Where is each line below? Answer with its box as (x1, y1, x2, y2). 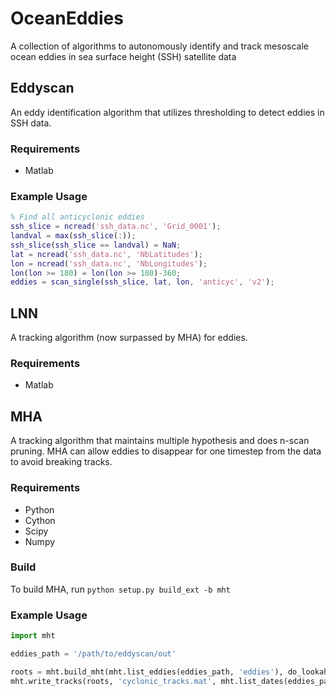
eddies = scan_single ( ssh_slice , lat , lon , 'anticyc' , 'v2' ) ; (10, 277, 275, 287)
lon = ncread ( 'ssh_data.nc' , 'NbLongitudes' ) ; (10, 258, 208, 269)
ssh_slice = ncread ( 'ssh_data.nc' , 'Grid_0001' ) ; (10, 222, 222, 232)
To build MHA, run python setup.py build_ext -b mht (10, 583, 231, 595)
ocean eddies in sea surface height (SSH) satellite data (10, 50, 237, 62)
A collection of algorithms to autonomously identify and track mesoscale (10, 40, 309, 52)
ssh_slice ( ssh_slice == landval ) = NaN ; (10, 240, 182, 250)
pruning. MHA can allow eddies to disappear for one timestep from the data (10, 445, 322, 457)
